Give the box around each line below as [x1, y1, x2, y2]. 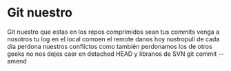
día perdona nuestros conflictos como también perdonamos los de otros [7, 42, 212, 50]
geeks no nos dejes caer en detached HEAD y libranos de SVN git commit [7, 50, 217, 58]
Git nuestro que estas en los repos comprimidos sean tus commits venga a [7, 28, 219, 36]
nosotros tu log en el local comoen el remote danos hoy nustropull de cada [7, 34, 220, 43]
